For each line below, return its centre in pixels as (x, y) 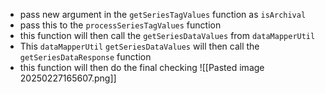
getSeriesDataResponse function (85, 57)
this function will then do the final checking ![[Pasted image (142, 67)
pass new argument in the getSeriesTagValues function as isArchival (163, 14)
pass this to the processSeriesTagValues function (120, 25)
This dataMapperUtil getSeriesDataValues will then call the (139, 46)
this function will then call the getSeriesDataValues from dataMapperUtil (167, 35)
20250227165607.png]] (68, 78)
